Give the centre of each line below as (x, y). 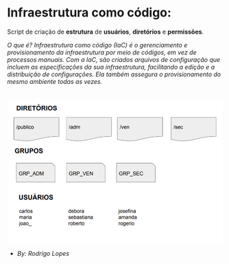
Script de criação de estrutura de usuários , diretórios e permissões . (106, 32)
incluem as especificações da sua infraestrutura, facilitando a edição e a (111, 67)
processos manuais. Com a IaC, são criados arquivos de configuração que (114, 59)
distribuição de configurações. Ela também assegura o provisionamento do (114, 74)
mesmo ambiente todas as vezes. (55, 81)
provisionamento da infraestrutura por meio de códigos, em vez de (102, 52)
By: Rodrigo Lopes (43, 253)
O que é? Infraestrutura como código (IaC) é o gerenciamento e (97, 45)
